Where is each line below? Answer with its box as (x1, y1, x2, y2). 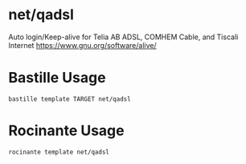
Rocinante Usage (8, 122, 125, 140)
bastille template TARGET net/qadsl (8, 94, 131, 103)
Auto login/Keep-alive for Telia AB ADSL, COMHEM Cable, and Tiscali (8, 32, 239, 42)
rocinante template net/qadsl (8, 148, 110, 156)
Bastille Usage (8, 69, 106, 87)
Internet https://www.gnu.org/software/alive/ (8, 40, 157, 50)
